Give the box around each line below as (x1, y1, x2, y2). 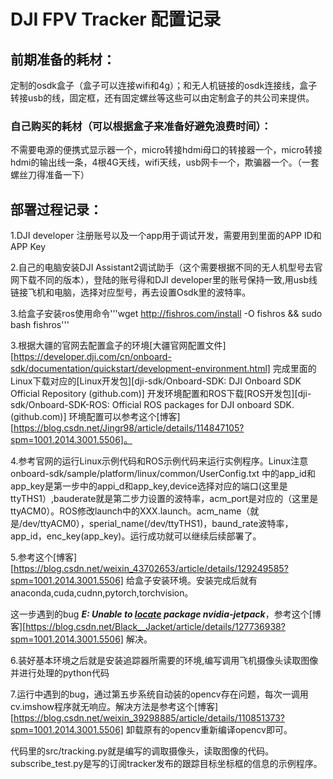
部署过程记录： (10, 201, 103, 218)
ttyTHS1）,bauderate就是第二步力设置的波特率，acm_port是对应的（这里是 (10, 493, 319, 505)
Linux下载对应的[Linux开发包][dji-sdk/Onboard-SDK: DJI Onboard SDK (10, 375, 302, 387)
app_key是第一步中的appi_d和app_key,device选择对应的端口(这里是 (10, 480, 288, 492)
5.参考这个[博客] (10, 551, 78, 564)
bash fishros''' (10, 319, 70, 331)
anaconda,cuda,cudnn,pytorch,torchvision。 (10, 587, 194, 599)
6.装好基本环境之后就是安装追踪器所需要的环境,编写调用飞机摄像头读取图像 (10, 655, 319, 667)
